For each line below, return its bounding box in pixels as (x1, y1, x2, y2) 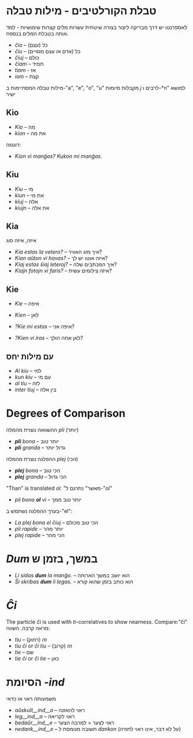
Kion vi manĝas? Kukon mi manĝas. (14, 152, 102, 160)
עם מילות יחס (6, 352, 54, 362)
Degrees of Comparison (6, 407, 126, 420)
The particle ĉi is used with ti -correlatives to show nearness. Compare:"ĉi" (6, 618, 188, 625)
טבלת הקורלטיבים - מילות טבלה (6, 4, 157, 18)
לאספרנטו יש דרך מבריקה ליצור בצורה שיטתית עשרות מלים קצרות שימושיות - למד (6, 24, 188, 31)
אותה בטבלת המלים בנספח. (6, 30, 69, 37)
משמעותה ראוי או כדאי (6, 695, 56, 702)
